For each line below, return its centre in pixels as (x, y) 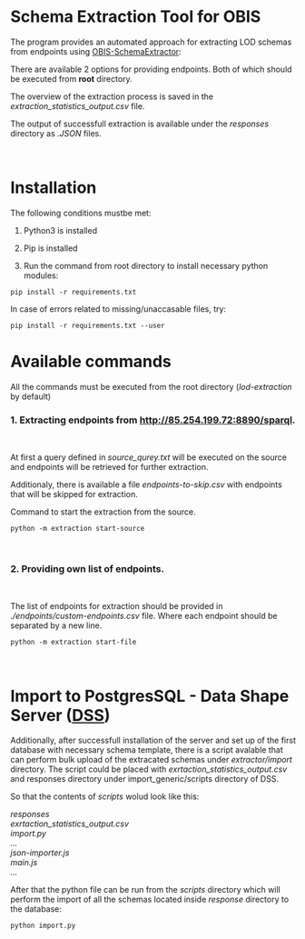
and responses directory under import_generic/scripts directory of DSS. (145, 779)
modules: (41, 275)
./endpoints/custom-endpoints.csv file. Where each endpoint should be (144, 616)
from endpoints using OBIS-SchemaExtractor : (96, 51)
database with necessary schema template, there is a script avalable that (147, 750)
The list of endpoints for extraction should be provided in (117, 606)
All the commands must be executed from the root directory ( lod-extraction (152, 386)
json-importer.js (40, 853)
